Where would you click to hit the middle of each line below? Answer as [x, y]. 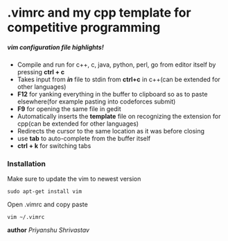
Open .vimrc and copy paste [47, 205]
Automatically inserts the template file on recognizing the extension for [119, 117]
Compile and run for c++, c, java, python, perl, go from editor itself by [116, 65]
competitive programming [84, 27]
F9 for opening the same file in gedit [69, 109]
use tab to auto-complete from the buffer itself [84, 139]
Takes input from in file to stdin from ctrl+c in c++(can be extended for [119, 80]
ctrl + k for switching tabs [54, 146]
